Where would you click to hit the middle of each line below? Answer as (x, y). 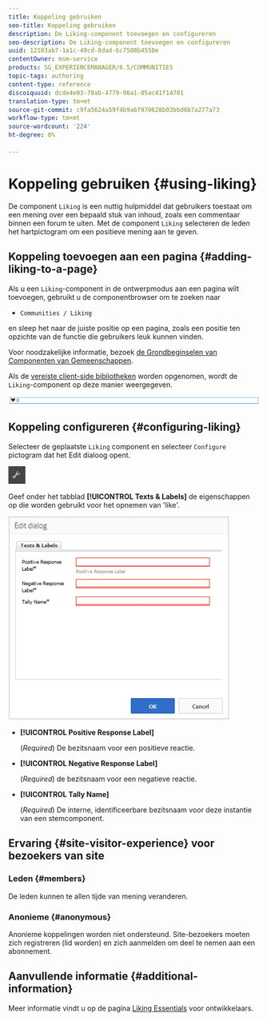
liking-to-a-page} (53, 269)
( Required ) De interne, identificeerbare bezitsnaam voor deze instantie (135, 810)
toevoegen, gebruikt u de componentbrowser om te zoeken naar (115, 297)
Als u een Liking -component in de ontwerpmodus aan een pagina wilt (124, 289)
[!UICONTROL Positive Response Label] (87, 732)
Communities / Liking (56, 313)
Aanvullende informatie (68, 977)
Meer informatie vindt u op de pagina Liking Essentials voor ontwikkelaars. (131, 1008)
